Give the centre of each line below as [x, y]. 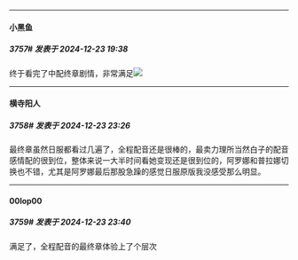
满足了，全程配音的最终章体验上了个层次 [83, 246]
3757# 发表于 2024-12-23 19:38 [69, 49]
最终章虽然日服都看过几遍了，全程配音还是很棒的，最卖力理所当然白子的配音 [149, 150]
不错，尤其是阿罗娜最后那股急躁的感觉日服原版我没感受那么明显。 [145, 172]
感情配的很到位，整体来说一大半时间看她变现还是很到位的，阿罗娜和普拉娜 [145, 161]
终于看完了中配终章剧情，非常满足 [71, 73]
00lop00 [26, 201]
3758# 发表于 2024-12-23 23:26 [70, 125]
